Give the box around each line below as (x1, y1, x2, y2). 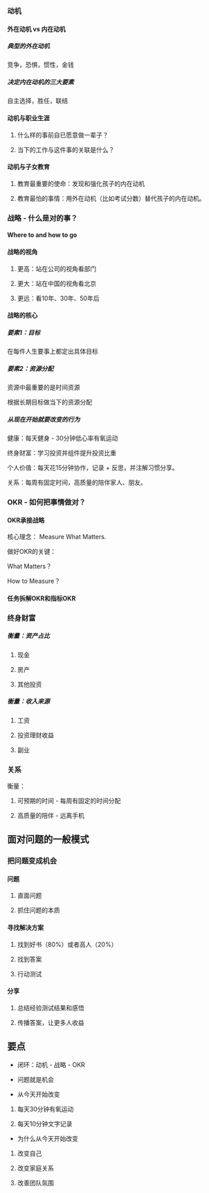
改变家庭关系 (17, 1164, 54, 1172)
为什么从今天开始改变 (17, 1134, 78, 1142)
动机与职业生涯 (7, 114, 50, 122)
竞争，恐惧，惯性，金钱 (7, 60, 74, 69)
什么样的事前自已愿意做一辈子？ (17, 131, 109, 139)
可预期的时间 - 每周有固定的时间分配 (17, 796, 121, 805)
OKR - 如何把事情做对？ (7, 497, 87, 507)
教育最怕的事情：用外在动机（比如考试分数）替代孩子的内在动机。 (17, 194, 206, 202)
